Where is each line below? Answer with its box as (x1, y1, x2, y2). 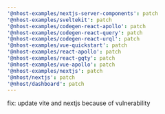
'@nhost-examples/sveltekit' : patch (7, 16, 112, 23)
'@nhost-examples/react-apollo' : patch (7, 49, 122, 56)
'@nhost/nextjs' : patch (7, 73, 76, 81)
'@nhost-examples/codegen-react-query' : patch (7, 29, 143, 36)
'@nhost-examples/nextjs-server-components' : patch (7, 10, 158, 17)
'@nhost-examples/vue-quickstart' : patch (7, 42, 128, 49)
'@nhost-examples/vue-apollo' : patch (7, 61, 115, 68)
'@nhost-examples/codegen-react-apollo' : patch (7, 23, 146, 30)
